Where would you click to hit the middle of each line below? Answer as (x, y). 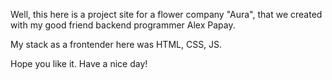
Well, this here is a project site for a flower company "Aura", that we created (166, 14)
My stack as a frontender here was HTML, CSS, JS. (116, 44)
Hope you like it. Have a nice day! (79, 63)
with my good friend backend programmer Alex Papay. (123, 25)
